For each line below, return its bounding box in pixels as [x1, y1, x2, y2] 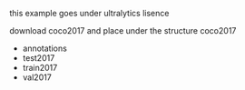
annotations [22, 43, 68, 54]
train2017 [22, 63, 58, 73]
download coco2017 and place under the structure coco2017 [9, 25, 237, 35]
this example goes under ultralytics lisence [9, 8, 170, 18]
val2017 [22, 72, 52, 83]
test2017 [22, 53, 55, 63]
